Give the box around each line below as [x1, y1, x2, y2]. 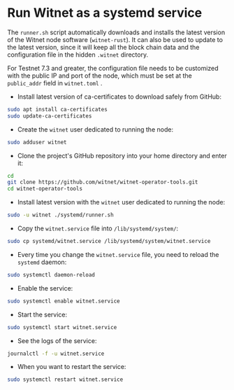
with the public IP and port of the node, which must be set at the [7, 71, 192, 80]
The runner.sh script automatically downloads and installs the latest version [7, 28, 226, 36]
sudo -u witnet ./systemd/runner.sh [7, 211, 114, 218]
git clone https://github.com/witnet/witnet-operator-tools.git [7, 179, 198, 186]
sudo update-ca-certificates [7, 112, 92, 120]
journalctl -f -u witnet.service [7, 350, 105, 357]
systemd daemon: [17, 258, 67, 266]
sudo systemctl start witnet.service [7, 323, 117, 330]
